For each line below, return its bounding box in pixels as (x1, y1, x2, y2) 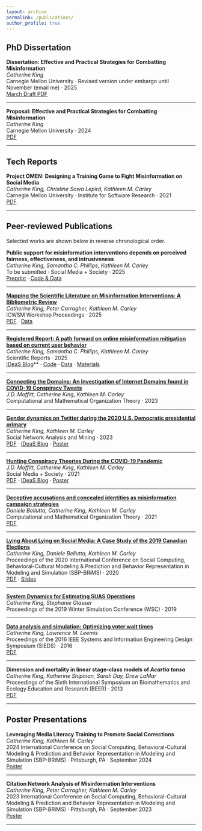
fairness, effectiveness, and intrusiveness (6, 255, 114, 262)
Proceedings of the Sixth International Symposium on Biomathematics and (6, 678, 191, 686)
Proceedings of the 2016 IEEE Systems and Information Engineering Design (6, 636, 193, 643)
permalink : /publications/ (6, 14, 74, 21)
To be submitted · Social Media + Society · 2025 (6, 268, 126, 275)
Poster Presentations (6, 715, 87, 725)
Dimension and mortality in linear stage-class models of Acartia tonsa (6, 666, 186, 673)
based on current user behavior (6, 341, 87, 349)
